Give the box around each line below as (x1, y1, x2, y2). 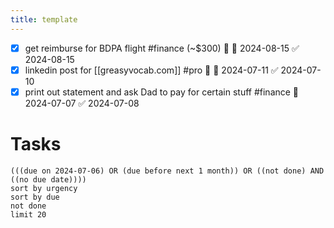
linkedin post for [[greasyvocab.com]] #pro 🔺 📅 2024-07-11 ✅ (24, 64, 279, 76)
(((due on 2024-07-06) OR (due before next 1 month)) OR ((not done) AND (10, 166, 325, 176)
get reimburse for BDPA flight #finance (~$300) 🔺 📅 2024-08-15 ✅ (24, 42, 300, 54)
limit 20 (10, 209, 47, 220)
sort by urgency (10, 183, 78, 193)
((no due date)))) (10, 174, 87, 185)
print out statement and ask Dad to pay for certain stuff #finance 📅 (24, 86, 300, 98)
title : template (10, 14, 78, 25)
